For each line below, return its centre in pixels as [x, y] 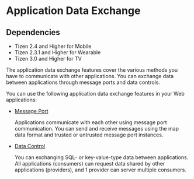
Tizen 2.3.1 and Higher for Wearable [58, 52]
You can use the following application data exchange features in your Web [96, 94]
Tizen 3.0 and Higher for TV [48, 59]
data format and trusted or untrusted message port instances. [89, 135]
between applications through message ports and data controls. [83, 82]
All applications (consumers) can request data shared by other [90, 164]
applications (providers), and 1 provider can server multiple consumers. [101, 170]
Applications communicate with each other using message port [91, 122]
